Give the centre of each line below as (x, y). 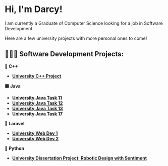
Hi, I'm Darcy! (34, 9)
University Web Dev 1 (35, 133)
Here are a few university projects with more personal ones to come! (76, 38)
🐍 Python (15, 148)
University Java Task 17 (37, 114)
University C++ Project (37, 76)
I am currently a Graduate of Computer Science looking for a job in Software (84, 23)
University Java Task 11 (37, 98)
